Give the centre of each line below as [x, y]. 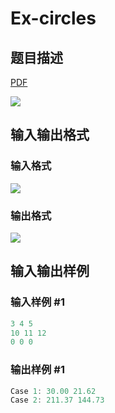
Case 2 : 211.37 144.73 [57, 400]
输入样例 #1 [37, 302]
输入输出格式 [50, 135]
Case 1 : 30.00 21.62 [53, 391]
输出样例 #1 [37, 370]
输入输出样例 [50, 271]
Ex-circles [53, 18]
